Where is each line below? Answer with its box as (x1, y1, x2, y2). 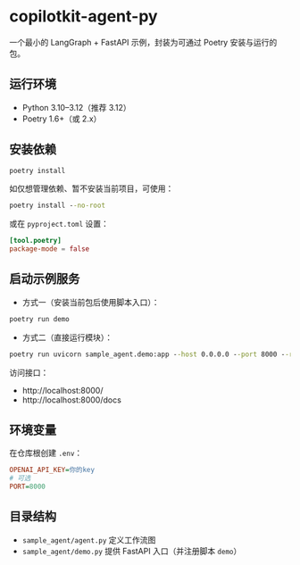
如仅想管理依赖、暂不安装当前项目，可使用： (9, 183, 174, 194)
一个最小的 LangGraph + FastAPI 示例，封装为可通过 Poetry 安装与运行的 (9, 37, 278, 47)
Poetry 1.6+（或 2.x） (21, 113, 102, 124)
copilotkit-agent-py (9, 6, 158, 27)
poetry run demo (9, 314, 70, 323)
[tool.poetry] (9, 237, 62, 245)
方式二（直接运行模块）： (21, 332, 113, 343)
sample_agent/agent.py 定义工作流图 (21, 534, 156, 545)
